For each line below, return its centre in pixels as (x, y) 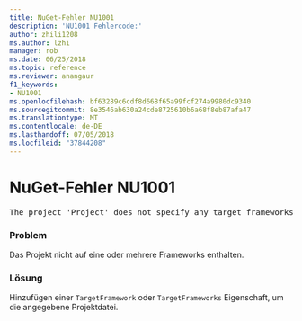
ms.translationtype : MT (54, 118)
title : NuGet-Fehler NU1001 (62, 18)
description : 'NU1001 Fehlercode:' (76, 26)
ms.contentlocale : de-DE (56, 127)
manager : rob (34, 51)
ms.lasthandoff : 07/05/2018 (62, 135)
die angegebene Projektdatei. (64, 308)
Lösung (26, 278)
